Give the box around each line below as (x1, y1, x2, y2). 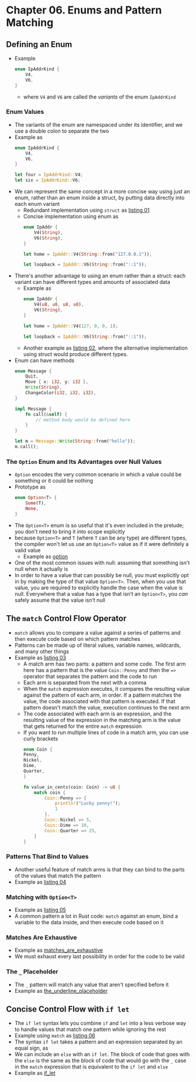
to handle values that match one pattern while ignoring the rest (14, 1026, 167, 1033)
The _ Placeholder (6, 968, 59, 976)
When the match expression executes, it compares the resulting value (23, 685, 190, 692)
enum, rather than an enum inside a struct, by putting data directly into (14, 194, 185, 201)
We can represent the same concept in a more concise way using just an (14, 188, 190, 195)
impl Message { (14, 406, 52, 412)
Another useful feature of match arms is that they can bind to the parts (14, 866, 185, 873)
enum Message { (14, 368, 52, 374)
